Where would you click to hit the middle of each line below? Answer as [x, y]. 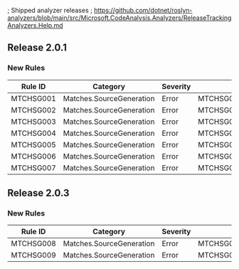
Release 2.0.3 [38, 193]
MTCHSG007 [34, 168]
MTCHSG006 [34, 156]
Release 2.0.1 [37, 48]
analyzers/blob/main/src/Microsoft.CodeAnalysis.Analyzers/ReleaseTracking [119, 18]
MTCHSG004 [34, 133]
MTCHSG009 [34, 255]
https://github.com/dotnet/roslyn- [143, 10]
